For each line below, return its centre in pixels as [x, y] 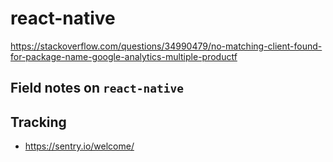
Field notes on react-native [97, 88]
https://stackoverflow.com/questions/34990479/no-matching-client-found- [166, 46]
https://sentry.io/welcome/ [79, 146]
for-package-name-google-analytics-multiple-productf [124, 56]
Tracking [38, 122]
